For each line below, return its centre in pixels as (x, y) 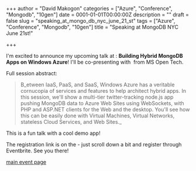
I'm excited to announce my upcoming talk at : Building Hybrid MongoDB (94, 56)
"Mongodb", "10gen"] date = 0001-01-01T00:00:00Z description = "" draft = (97, 15)
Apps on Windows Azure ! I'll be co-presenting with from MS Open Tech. (95, 62)
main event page (26, 162)
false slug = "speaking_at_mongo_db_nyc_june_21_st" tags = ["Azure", (91, 21)
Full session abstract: (32, 73)
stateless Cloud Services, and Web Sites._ (71, 122)
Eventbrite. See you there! (37, 151)
